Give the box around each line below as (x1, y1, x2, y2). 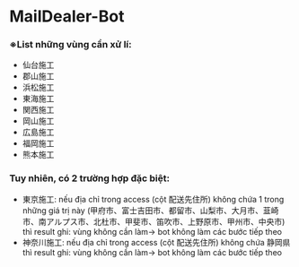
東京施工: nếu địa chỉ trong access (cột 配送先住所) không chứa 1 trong (22, 194, 285, 204)
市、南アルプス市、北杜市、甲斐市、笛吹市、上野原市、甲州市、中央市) (22, 216, 286, 227)
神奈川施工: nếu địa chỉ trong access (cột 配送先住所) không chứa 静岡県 (22, 237, 291, 247)
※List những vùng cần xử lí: (9, 39, 132, 51)
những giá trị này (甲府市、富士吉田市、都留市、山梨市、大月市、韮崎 (22, 204, 279, 216)
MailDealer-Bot (9, 6, 125, 27)
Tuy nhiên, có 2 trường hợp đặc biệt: (9, 172, 171, 185)
